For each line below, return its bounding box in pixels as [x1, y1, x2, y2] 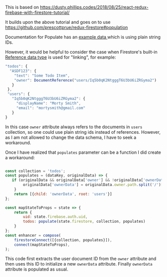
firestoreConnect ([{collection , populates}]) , [14, 237, 112, 243]
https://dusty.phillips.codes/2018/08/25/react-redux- [40, 4, 149, 10]
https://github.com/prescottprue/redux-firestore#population [5, 24, 128, 30]
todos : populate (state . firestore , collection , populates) [23, 219, 146, 224]
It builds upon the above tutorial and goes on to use [5, 19, 111, 25]
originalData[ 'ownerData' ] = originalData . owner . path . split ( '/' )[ [23, 183, 164, 187]
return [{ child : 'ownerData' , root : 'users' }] [14, 191, 112, 196]
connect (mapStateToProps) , [14, 242, 70, 247]
